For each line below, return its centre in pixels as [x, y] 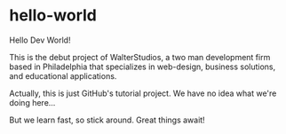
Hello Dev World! [40, 40]
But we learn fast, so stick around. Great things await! [107, 120]
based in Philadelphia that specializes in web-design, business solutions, [143, 67]
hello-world [53, 16]
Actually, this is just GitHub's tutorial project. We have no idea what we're [143, 93]
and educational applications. [63, 75]
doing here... [32, 102]
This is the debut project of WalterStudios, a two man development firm [140, 57]
